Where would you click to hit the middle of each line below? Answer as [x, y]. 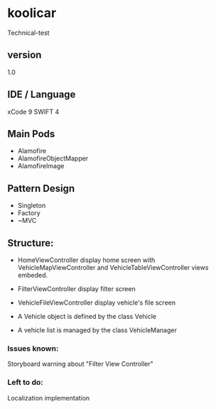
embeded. [33, 275]
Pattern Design [41, 189]
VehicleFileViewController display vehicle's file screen [97, 302]
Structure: [31, 243]
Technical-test [28, 33]
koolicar [32, 13]
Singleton [32, 206]
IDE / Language [42, 95]
